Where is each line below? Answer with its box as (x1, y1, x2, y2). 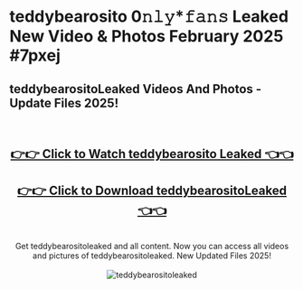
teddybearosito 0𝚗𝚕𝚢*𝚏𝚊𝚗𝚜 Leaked (9, 6, 289, 27)
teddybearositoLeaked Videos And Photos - (9, 81, 262, 97)
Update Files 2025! (9, 95, 119, 110)
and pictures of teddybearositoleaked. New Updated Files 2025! (33, 250, 271, 261)
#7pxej (9, 45, 62, 66)
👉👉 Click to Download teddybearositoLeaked (16, 182, 288, 198)
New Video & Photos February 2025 (9, 26, 284, 47)
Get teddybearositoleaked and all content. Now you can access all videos (14, 241, 289, 252)
